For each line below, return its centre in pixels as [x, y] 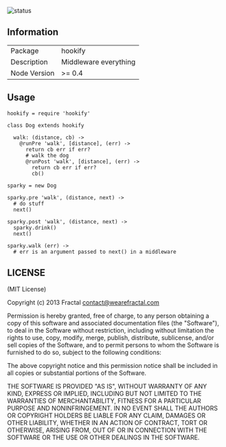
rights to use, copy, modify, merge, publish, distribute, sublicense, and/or [111, 338]
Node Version [33, 73]
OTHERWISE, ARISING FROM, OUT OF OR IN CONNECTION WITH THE [107, 430]
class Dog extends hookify [46, 125]
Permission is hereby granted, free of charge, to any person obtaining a [108, 316]
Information [33, 32]
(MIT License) [27, 290]
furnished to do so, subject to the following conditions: [84, 352]
